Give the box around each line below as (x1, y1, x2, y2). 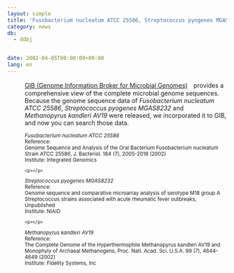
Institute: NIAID (24, 208, 61, 215)
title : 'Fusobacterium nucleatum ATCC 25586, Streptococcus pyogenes (7, 17, 214, 24)
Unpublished (24, 202, 56, 209)
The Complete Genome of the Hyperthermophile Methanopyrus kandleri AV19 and (24, 241, 221, 248)
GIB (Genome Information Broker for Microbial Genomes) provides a (24, 81, 224, 89)
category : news (7, 23, 52, 30)
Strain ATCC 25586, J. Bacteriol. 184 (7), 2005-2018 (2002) (24, 150, 166, 157)
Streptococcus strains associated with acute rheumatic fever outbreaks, (24, 196, 197, 203)
